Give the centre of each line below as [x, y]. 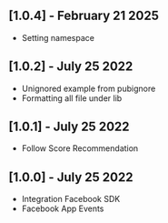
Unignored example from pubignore [89, 88]
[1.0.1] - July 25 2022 [69, 127]
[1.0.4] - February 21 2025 [84, 16]
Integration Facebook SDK [71, 199]
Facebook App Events [63, 208]
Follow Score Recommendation [80, 148]
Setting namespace [58, 37]
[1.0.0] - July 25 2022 [71, 177]
